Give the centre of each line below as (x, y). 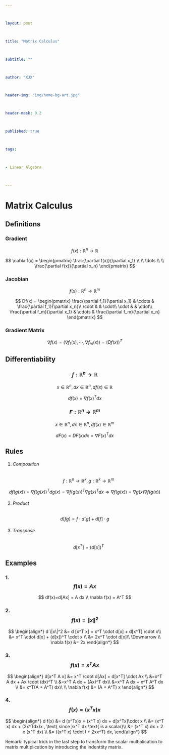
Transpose (24, 531)
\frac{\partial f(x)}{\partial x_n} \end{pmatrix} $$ (85, 266)
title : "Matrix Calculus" (32, 41)
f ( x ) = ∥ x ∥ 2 (85, 620)
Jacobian (17, 279)
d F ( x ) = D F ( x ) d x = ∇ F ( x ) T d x (85, 435)
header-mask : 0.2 (23, 113)
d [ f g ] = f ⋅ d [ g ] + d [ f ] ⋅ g (85, 519)
